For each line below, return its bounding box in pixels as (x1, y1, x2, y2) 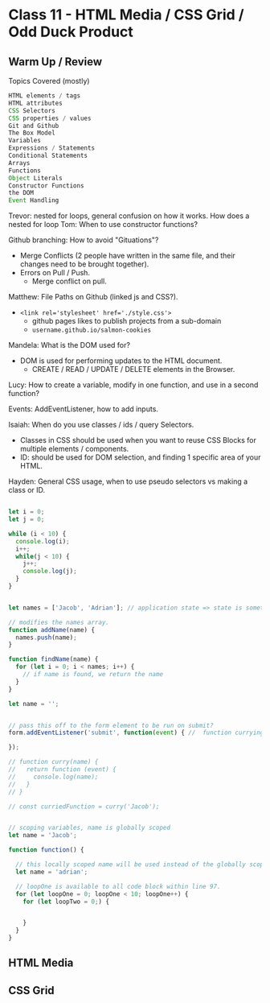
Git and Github (8, 122, 59, 130)
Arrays (8, 159, 31, 167)
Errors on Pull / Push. (19, 268, 91, 278)
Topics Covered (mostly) (8, 76, 90, 85)
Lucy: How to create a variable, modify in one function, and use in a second (8, 380, 259, 390)
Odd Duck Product (8, 23, 134, 41)
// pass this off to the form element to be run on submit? (8, 721, 215, 729)
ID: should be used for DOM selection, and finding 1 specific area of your (19, 452, 261, 462)
